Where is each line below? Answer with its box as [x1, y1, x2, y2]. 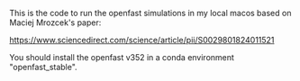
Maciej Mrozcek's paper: [9, 17, 102, 28]
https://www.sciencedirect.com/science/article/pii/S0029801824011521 [9, 35, 275, 45]
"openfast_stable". [9, 62, 78, 72]
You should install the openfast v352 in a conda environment [9, 52, 234, 62]
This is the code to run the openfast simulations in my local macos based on [9, 8, 292, 18]
